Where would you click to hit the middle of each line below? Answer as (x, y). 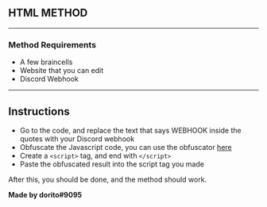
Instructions (39, 111)
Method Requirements (52, 44)
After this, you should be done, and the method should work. (108, 179)
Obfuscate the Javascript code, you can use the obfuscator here (126, 147)
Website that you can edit (62, 71)
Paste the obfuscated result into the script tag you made (112, 164)
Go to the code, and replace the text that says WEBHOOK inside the (130, 130)
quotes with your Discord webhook (77, 139)
